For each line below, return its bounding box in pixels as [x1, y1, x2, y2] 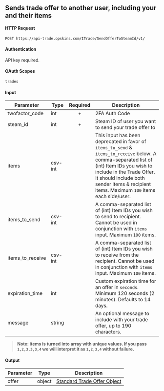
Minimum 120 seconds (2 [95, 290, 155, 297]
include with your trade [95, 316, 148, 323]
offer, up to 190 [95, 322, 132, 329]
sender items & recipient [95, 181, 151, 187]
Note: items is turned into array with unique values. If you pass [17, 341, 147, 347]
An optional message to [95, 310, 150, 317]
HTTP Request [5, 25, 35, 31]
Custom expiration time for [95, 278, 156, 285]
